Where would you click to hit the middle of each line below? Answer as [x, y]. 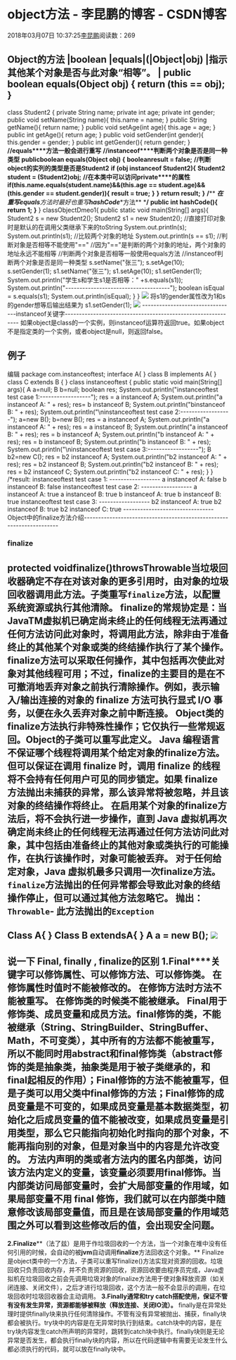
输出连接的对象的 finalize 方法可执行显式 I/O [116, 700]
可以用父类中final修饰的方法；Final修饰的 [125, 1093]
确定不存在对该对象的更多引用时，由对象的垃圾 [127, 581]
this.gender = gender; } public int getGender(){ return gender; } [99, 142]
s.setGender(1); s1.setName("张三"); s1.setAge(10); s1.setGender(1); [105, 271]
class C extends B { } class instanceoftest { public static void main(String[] [115, 382]
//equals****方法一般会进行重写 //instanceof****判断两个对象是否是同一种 [118, 150]
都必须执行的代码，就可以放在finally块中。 [68, 1349]
